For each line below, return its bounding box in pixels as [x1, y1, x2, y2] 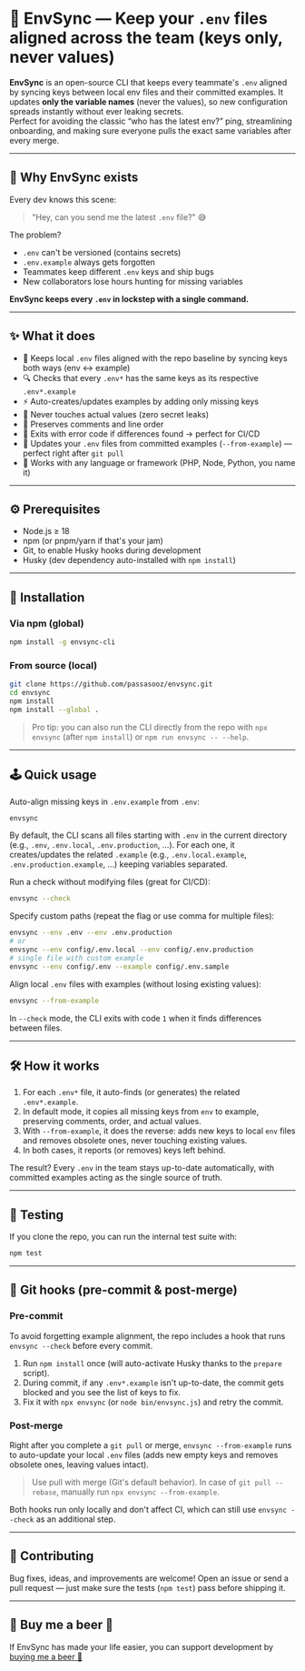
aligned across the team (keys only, [9, 27, 283, 48]
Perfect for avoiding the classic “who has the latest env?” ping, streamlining [9, 116, 292, 126]
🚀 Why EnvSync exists [9, 170, 139, 186]
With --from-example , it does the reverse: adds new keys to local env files [22, 1125, 296, 1136]
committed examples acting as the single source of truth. [9, 1173, 222, 1183]
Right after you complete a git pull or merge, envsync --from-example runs [9, 1440, 292, 1451]
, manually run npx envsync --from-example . [55, 1486, 220, 1497]
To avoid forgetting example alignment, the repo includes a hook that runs [9, 1330, 286, 1341]
